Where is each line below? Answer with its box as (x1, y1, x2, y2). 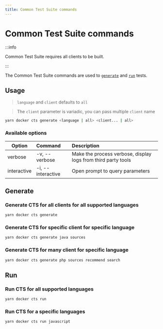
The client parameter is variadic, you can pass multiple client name (16, 109, 155, 115)
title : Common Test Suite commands (5, 7, 77, 12)
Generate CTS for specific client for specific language (5, 224, 135, 231)
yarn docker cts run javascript (5, 319, 70, 324)
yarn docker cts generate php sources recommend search (5, 258, 120, 262)
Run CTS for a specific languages (5, 308, 85, 315)
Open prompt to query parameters (72, 167, 150, 174)
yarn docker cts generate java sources (5, 235, 86, 240)
